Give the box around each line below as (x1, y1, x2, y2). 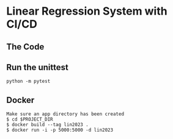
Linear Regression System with (6, 4, 167, 18)
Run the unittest (6, 62, 68, 73)
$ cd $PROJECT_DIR (6, 116, 53, 123)
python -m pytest (6, 78, 51, 85)
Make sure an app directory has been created (6, 111, 124, 117)
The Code (6, 41, 45, 52)
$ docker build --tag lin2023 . (6, 122, 89, 128)
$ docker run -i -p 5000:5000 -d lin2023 (6, 127, 114, 134)
